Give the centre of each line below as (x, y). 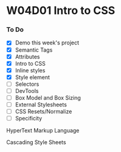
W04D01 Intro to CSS (61, 11)
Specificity (29, 119)
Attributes (27, 57)
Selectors (27, 84)
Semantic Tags (34, 50)
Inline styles (30, 70)
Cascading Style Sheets (36, 142)
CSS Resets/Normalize (43, 112)
